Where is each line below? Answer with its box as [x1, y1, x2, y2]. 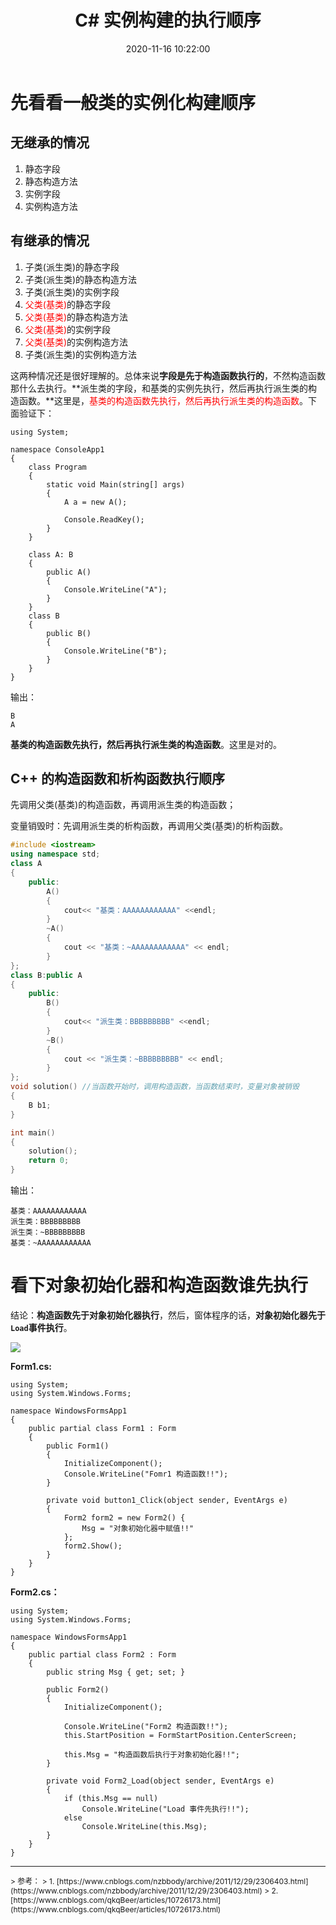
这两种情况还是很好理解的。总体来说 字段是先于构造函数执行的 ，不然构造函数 [10, 369, 326, 381]
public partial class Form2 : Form [28, 1649, 177, 1660]
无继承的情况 [10, 134, 90, 151]
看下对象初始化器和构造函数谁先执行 [10, 1274, 309, 1297]
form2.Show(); [63, 1541, 123, 1551]
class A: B [28, 549, 74, 560]
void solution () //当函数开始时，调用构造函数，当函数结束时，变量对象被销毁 [10, 1082, 300, 1092]
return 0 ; [28, 1156, 70, 1166]
